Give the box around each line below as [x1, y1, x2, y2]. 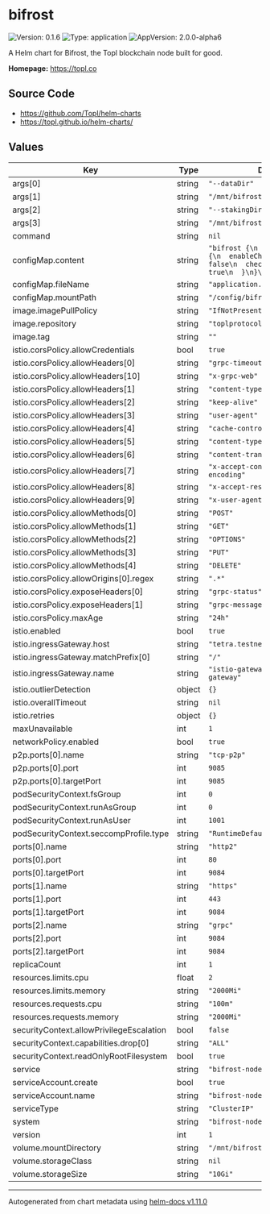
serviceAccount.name [12, 1090, 95, 1101]
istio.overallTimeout [12, 696, 87, 708]
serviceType [12, 1103, 59, 1114]
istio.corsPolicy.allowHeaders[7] [12, 465, 136, 476]
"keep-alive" [208, 397, 259, 406]
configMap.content [12, 254, 84, 265]
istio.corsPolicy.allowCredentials [12, 344, 135, 355]
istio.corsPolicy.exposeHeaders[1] [12, 599, 143, 610]
